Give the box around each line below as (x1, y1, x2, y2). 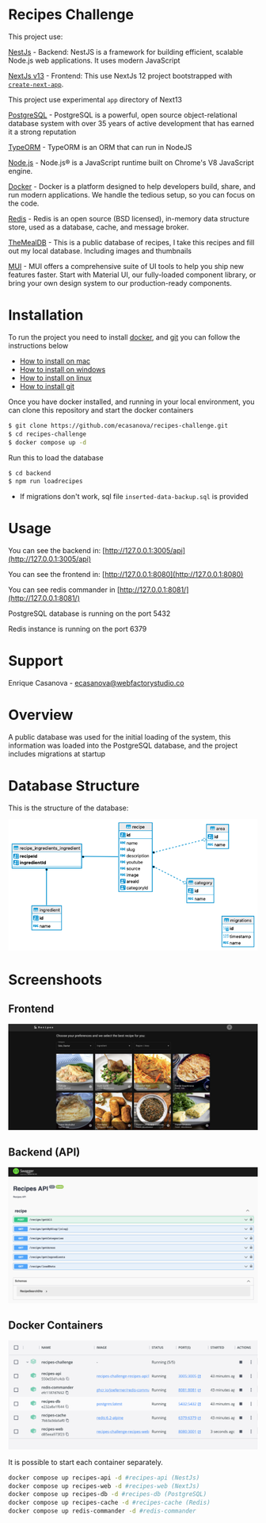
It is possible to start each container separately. (8, 1457, 164, 1467)
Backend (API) (8, 1145, 81, 1160)
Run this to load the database (8, 452, 104, 462)
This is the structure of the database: (8, 803, 129, 813)
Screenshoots (8, 971, 103, 989)
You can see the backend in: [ (8, 546, 105, 556)
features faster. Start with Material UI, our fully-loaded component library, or (8, 270, 256, 279)
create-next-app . (8, 79, 64, 89)
